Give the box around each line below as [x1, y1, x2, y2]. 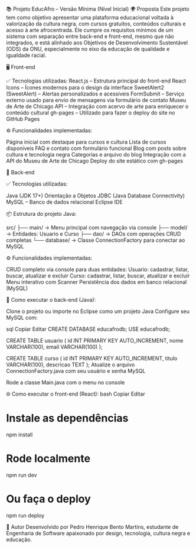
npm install [6, 431, 33, 438]
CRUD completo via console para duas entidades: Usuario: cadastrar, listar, [6, 266, 189, 273]
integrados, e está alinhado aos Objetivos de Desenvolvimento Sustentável [6, 39, 188, 46]
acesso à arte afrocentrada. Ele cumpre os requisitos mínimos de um [6, 27, 174, 33]
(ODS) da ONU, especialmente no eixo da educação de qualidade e [6, 46, 170, 52]
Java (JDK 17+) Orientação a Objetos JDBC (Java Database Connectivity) [6, 192, 185, 199]
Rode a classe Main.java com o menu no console [6, 379, 125, 386]
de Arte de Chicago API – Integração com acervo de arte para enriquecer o [6, 103, 189, 110]
